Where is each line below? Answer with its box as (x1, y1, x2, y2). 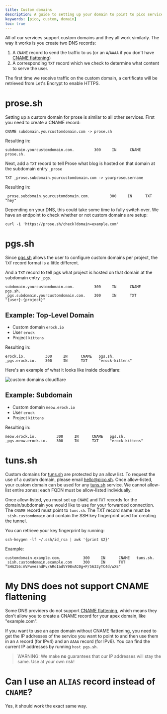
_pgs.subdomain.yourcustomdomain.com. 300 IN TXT (5, 293, 137, 298)
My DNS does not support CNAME (5, 580, 149, 592)
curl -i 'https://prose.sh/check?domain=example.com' (5, 222, 119, 227)
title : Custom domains (5, 7, 52, 12)
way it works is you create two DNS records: (5, 40, 96, 46)
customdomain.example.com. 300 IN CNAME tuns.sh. (5, 555, 155, 560)
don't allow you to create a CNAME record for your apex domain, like (5, 613, 146, 619)
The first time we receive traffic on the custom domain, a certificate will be (5, 75, 158, 81)
